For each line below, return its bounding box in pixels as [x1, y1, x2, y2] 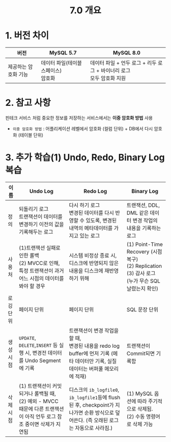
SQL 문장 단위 [126, 306, 159, 313]
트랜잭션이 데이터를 [18, 213, 63, 220]
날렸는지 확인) [126, 285, 159, 292]
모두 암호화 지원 [90, 75, 126, 82]
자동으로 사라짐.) [75, 425, 113, 431]
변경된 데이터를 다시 [69, 209, 115, 216]
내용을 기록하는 [126, 225, 161, 232]
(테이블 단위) [18, 132, 44, 138]
